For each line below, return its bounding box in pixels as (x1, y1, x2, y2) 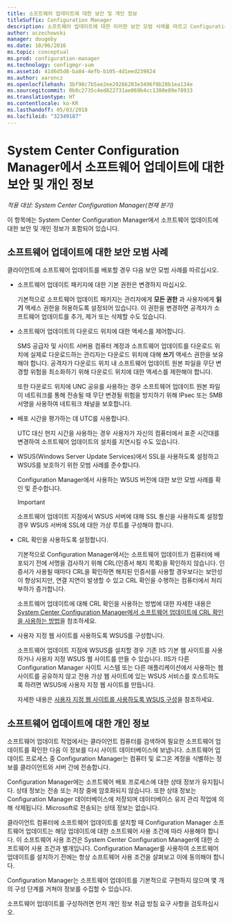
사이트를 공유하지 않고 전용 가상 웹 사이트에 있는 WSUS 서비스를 (17, 672, 191, 680)
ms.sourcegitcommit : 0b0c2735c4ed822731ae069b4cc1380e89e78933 (7, 87, 193, 94)
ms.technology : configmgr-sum (7, 61, 95, 68)
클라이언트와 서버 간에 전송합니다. (19, 763, 110, 771)
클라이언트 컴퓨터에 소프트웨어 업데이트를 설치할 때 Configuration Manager (7, 818, 212, 827)
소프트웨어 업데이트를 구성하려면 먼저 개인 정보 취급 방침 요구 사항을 (7, 899, 190, 908)
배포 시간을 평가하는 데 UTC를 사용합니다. (17, 414, 130, 423)
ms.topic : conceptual (7, 49, 70, 56)
